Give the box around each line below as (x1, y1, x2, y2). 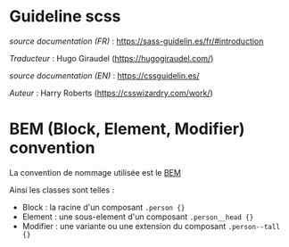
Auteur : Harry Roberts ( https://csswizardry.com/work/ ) (9, 87, 214, 98)
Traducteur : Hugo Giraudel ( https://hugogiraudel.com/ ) (9, 53, 214, 63)
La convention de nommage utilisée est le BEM (9, 167, 181, 177)
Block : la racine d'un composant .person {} (21, 202, 186, 212)
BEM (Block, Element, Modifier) (9, 119, 245, 139)
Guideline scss (9, 6, 121, 27)
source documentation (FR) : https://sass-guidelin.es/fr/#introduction (9, 36, 264, 46)
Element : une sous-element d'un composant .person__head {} (21, 211, 254, 222)
